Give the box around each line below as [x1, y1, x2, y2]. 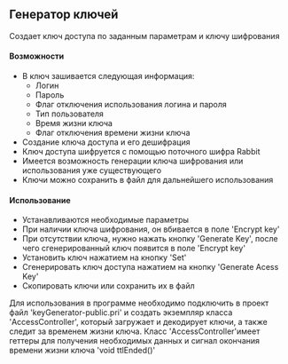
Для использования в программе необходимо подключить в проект [9, 297, 269, 309]
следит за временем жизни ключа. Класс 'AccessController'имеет [9, 326, 261, 336]
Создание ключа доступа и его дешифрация [21, 137, 191, 147]
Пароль [35, 90, 65, 100]
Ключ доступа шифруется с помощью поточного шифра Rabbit [21, 146, 261, 157]
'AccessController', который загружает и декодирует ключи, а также [9, 317, 268, 328]
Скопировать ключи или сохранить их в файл [21, 281, 195, 291]
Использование [9, 194, 71, 205]
